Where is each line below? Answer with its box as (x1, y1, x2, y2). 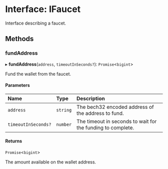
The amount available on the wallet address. (5, 159, 96, 165)
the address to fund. (76, 109, 124, 116)
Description (76, 95, 105, 102)
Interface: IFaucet (5, 4, 81, 15)
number (56, 121, 72, 127)
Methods (5, 35, 34, 43)
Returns (5, 138, 22, 144)
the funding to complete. (76, 124, 134, 131)
